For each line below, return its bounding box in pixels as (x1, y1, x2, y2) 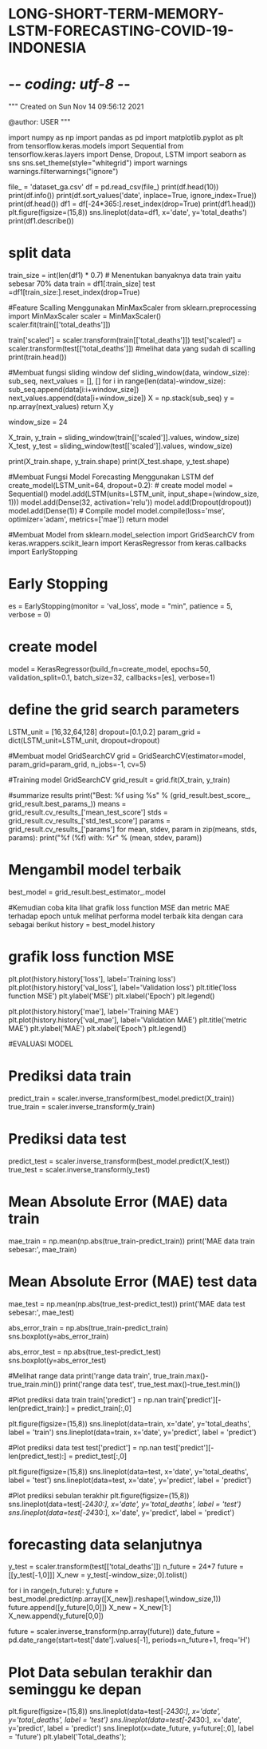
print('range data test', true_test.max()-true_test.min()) (62, 1379, 241, 1389)
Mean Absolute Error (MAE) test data (8, 1272, 257, 1291)
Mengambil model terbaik (8, 861, 182, 879)
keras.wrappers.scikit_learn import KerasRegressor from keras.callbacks (8, 538, 247, 548)
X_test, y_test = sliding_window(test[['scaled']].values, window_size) (8, 441, 233, 451)
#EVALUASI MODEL (8, 1039, 73, 1049)
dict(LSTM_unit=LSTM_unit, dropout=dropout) (8, 736, 160, 745)
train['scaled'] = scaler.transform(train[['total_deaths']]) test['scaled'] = (8, 335, 242, 345)
